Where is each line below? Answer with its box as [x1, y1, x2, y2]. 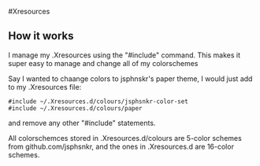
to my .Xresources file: [8, 82, 82, 91]
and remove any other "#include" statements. [8, 118, 156, 127]
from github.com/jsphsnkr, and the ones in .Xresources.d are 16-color [8, 142, 235, 151]
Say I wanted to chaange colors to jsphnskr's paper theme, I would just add [8, 74, 253, 83]
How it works [8, 29, 74, 42]
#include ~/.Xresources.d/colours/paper [8, 104, 143, 113]
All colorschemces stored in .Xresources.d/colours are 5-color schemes [8, 133, 242, 142]
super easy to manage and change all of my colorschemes [8, 58, 199, 68]
